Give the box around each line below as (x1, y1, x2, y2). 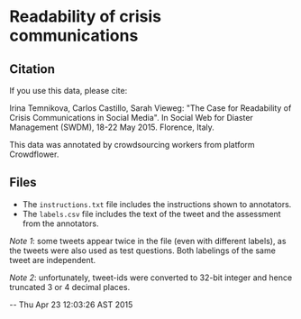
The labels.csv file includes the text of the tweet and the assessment (22, 208, 281, 219)
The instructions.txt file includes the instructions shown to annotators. (22, 198, 292, 209)
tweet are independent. (9, 254, 96, 265)
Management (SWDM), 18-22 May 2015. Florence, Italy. (9, 122, 214, 132)
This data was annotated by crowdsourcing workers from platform (9, 140, 255, 150)
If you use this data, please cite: (9, 86, 128, 96)
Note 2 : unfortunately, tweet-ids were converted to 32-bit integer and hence (9, 272, 293, 283)
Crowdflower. (9, 149, 59, 159)
